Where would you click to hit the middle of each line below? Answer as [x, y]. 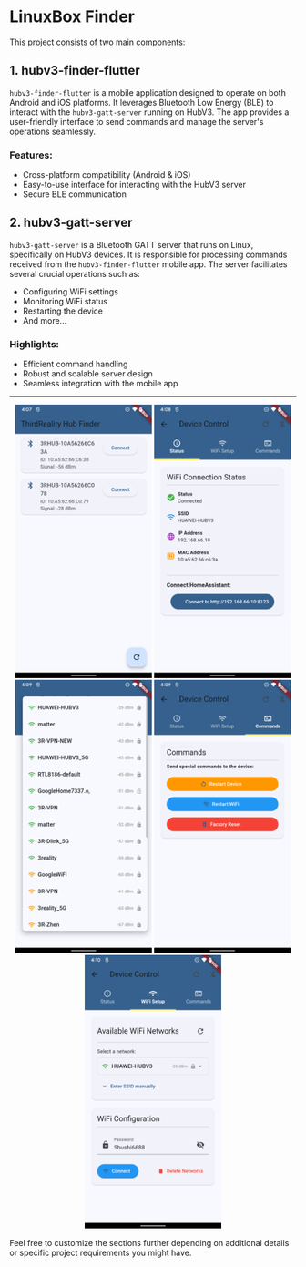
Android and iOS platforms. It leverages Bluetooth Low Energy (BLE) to [142, 102]
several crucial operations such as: [75, 273]
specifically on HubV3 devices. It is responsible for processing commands [148, 254]
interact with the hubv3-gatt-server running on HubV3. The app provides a [149, 112]
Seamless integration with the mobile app [100, 384]
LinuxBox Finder [72, 17]
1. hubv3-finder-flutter [75, 71]
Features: [31, 155]
